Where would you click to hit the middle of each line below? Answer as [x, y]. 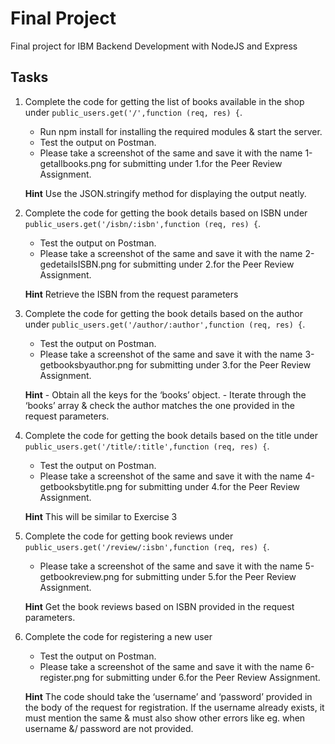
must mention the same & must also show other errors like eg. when [165, 718]
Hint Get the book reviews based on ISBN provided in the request [159, 606]
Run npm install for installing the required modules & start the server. [181, 131]
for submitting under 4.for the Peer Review [212, 486]
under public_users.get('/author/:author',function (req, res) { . [165, 324]
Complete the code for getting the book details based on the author [163, 313]
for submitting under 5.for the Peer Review [209, 576]
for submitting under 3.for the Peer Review [223, 364]
